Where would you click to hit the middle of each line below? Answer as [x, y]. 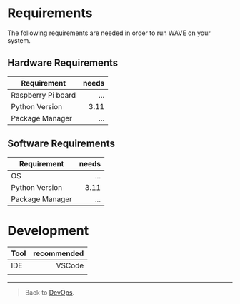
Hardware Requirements [63, 63]
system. [19, 40]
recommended [59, 253]
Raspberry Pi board [44, 95]
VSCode [70, 265]
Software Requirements [61, 144]
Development [48, 230]
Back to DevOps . [50, 292]
